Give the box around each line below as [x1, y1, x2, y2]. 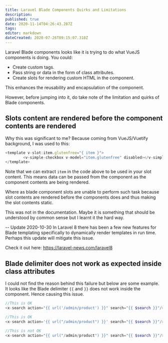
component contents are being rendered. [5, 179, 90, 186]
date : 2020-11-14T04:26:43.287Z [5, 21, 72, 27]
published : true [5, 17, 39, 22]
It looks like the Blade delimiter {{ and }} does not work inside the [5, 286, 141, 292]
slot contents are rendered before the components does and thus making [5, 194, 156, 201]
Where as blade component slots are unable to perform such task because [5, 189, 159, 195]
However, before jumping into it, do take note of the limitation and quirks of [5, 94, 159, 100]
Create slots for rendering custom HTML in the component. [12, 75, 135, 81]
